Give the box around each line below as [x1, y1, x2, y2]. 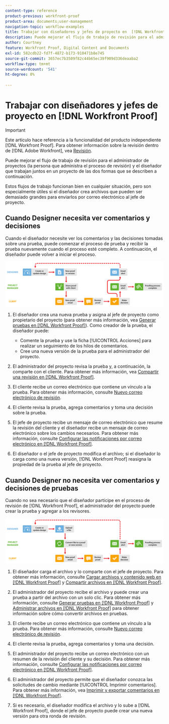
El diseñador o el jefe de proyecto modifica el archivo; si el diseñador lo [12, 451, 161, 457]
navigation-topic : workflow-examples [5, 24, 84, 29]
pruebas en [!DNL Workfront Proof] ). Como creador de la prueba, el [12, 322, 153, 328]
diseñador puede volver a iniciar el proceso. [5, 251, 97, 257]
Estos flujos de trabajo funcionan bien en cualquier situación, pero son [5, 183, 151, 189]
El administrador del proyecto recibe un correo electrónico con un [12, 651, 149, 656]
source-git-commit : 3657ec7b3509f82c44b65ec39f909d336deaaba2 [5, 56, 138, 61]
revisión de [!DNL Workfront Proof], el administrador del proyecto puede [5, 503, 155, 509]
